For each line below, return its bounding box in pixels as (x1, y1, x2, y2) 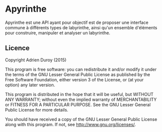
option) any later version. (5, 82, 55, 88)
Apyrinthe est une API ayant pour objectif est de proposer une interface (5, 19, 148, 25)
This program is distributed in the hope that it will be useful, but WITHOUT (5, 91, 154, 97)
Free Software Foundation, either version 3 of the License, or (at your (5, 76, 144, 82)
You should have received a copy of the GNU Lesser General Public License (5, 116, 157, 122)
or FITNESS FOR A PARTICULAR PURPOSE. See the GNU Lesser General (5, 101, 151, 108)
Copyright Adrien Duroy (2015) (5, 57, 67, 63)
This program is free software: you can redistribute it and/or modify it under (5, 66, 157, 72)
